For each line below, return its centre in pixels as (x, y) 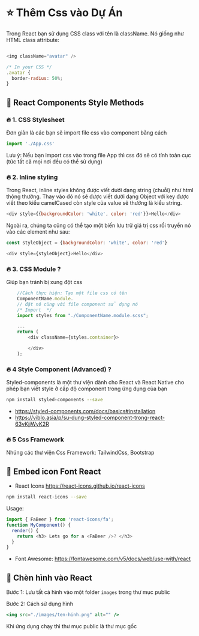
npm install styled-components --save (55, 400)
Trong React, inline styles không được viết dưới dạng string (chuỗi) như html (100, 190)
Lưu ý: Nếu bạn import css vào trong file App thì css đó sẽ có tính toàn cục (99, 155)
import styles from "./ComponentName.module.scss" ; (83, 315)
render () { (25, 530)
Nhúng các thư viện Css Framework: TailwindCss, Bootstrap (80, 453)
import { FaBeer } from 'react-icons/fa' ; (60, 519)
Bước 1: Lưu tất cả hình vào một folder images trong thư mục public (88, 592)
